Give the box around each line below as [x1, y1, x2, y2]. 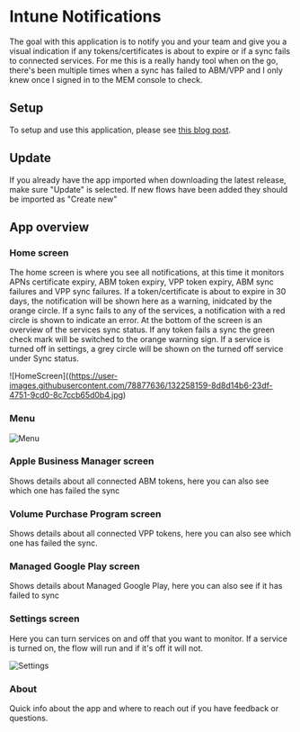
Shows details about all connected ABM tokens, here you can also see [9, 475, 269, 486]
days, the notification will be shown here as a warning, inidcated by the [9, 295, 272, 307]
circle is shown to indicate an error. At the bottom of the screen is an [9, 315, 263, 326]
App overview [9, 219, 90, 235]
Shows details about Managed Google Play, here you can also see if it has [9, 581, 283, 592]
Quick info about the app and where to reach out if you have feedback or [9, 703, 279, 714]
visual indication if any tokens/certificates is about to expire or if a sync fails [9, 45, 290, 56]
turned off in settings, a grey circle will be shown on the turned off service [9, 344, 284, 355]
